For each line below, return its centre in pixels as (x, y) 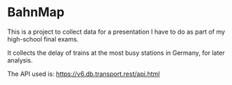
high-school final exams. (43, 39)
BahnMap (36, 12)
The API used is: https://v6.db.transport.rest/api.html (84, 74)
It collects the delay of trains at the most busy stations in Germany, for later (116, 53)
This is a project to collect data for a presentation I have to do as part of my (116, 32)
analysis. (20, 60)
